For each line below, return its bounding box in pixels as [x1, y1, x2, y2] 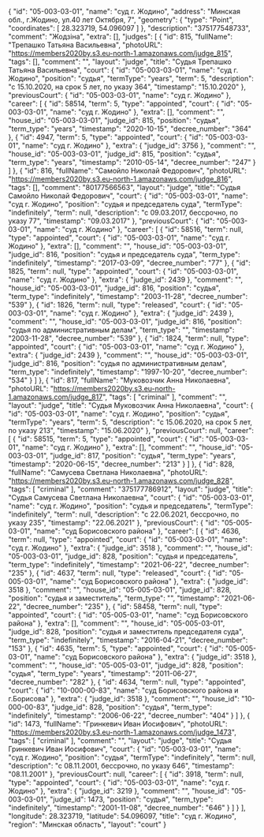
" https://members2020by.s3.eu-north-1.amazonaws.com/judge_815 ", [8, 49, 233, 58]
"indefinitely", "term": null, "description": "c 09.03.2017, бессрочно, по [8, 208, 239, 217]
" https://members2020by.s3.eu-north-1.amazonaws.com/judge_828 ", [8, 476, 235, 485]
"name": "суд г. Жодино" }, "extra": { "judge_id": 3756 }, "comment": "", [21, 141, 256, 150]
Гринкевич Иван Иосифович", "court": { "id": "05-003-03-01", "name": [8, 745, 242, 753]
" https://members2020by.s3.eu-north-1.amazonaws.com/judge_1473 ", [8, 727, 236, 737]
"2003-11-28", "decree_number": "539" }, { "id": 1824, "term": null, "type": [8, 334, 249, 342]
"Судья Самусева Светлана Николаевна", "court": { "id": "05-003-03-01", [8, 493, 254, 502]
